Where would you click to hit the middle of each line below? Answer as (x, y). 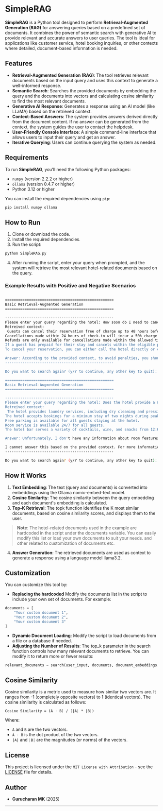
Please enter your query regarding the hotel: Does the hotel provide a (80, 403)
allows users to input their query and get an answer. (64, 137)
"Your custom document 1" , (41, 613)
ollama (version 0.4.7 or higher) (43, 184)
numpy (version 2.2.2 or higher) (42, 179)
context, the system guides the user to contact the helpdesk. (73, 127)
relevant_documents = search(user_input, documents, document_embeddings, (82, 665)
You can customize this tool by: (36, 585)
